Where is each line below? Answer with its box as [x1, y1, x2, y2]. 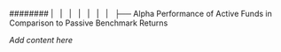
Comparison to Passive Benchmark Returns [9, 18, 168, 28]
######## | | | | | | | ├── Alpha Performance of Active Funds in [9, 9, 272, 19]
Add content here [9, 35, 74, 45]
